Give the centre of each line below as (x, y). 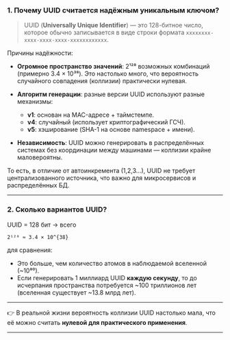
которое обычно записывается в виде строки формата (104, 32)
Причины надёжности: (40, 53)
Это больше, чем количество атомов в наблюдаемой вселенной (112, 263)
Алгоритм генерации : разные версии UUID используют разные (111, 94)
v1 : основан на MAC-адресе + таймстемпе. (91, 115)
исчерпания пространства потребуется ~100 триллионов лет (107, 285)
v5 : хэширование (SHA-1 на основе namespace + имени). (111, 130)
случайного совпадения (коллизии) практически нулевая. (102, 81)
